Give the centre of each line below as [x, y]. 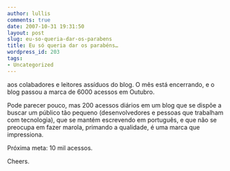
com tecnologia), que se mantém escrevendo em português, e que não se [112, 120]
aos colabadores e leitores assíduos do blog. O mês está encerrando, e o [111, 84]
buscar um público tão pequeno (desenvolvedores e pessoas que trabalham [115, 112]
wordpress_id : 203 [33, 52]
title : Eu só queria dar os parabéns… [63, 46]
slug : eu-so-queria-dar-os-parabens [60, 39]
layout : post [26, 33]
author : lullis [29, 13]
